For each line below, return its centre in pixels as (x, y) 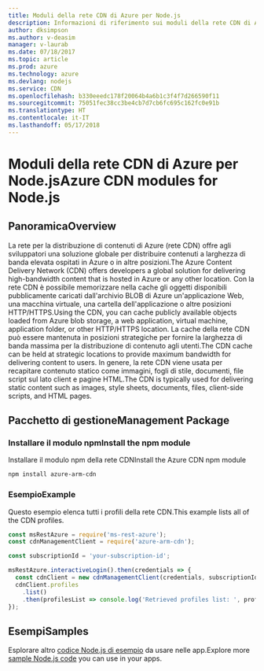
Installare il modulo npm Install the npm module (99, 443)
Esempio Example (42, 495)
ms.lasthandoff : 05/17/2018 (54, 125)
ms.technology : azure (44, 74)
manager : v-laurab (38, 45)
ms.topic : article (38, 60)
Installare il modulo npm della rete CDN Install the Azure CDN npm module (127, 460)
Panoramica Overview (62, 226)
